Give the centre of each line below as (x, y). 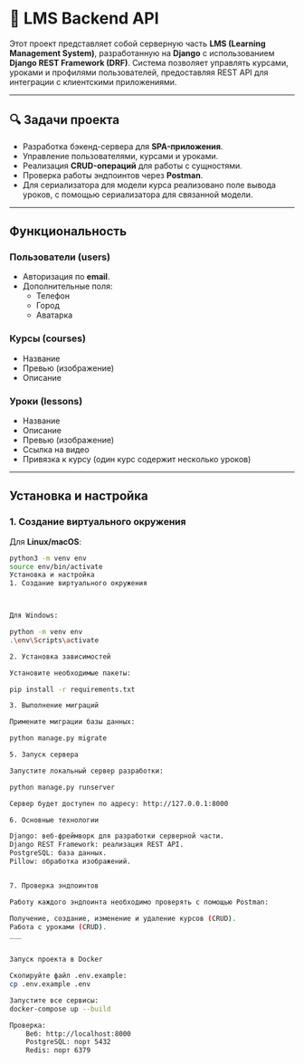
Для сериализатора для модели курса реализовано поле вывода (149, 185)
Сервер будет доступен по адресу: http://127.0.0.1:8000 (119, 803)
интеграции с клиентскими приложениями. (93, 81)
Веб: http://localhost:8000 (78, 1034)
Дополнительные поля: (67, 286)
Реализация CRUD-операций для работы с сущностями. (132, 166)
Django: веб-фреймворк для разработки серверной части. (117, 836)
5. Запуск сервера (44, 755)
